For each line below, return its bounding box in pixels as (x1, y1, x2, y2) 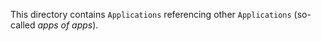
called (10, 19, 36, 31)
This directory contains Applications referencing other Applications (10, 9, 292, 20)
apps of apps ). (37, 19, 99, 31)
